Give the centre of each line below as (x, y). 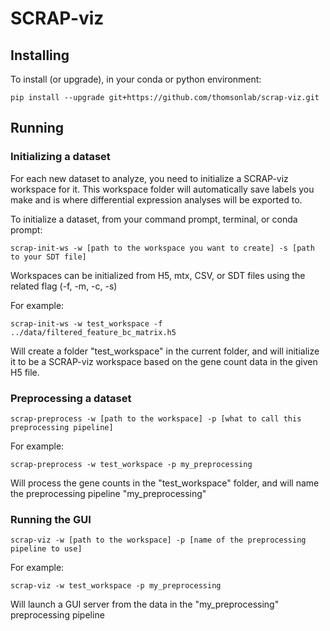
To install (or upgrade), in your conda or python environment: (136, 79)
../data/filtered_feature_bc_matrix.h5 (93, 332)
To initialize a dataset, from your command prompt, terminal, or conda (154, 219)
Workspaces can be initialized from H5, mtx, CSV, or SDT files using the (158, 275)
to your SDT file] (48, 257)
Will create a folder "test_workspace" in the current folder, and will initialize (165, 351)
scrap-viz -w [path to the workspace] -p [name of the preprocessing (158, 540)
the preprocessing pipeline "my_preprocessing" (108, 493)
